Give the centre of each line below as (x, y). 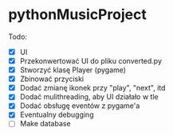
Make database (45, 124)
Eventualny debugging (57, 115)
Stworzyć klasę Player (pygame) (73, 70)
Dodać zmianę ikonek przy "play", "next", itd (92, 88)
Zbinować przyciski (52, 79)
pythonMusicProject (78, 15)
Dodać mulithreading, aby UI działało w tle (89, 97)
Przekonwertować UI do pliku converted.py (90, 61)
